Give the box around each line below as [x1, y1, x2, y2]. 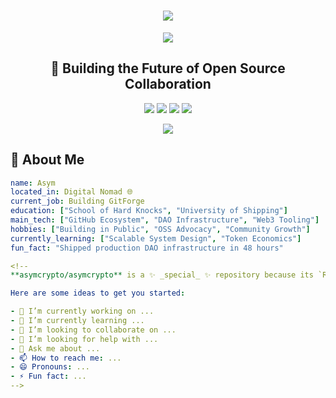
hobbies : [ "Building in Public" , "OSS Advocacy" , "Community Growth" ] [10, 224, 311, 234]
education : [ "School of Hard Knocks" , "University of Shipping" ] [10, 206, 288, 216]
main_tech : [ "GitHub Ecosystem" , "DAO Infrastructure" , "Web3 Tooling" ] [10, 215, 320, 225]
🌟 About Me [10, 151, 85, 169]
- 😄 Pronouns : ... [10, 362, 90, 372]
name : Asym [10, 178, 56, 188]
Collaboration [124, 76, 212, 93]
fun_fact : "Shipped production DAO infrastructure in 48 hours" [10, 243, 284, 253]
